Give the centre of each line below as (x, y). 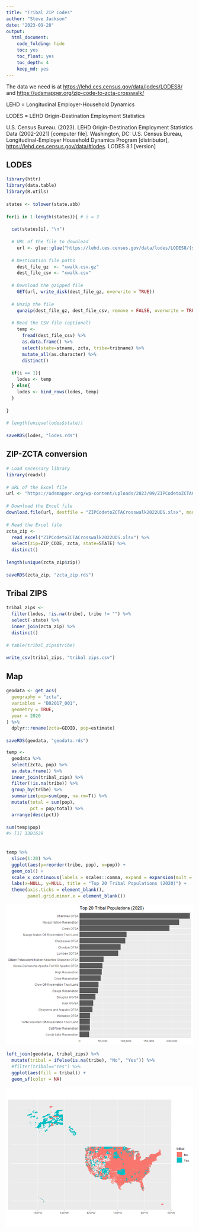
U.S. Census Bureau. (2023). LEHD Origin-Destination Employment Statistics (99, 127)
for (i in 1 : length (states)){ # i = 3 (53, 217)
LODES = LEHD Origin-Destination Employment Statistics (76, 116)
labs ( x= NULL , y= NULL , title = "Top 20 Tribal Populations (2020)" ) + (99, 884)
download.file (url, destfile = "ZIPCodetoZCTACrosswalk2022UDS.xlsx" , (95, 512)
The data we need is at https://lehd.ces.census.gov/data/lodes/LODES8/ (94, 87)
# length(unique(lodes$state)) (45, 423)
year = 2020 (26, 716)
